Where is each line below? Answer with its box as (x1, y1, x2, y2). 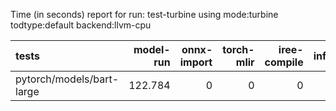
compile (264, 55, 304, 69)
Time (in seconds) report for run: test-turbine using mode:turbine (10, 9, 279, 20)
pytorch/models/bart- (15, 72, 120, 86)
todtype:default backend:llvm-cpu (10, 19, 152, 31)
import (179, 55, 213, 69)
